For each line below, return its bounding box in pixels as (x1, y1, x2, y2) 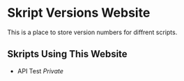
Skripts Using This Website (7, 48, 128, 60)
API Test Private (17, 66, 64, 75)
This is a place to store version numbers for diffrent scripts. (7, 28, 178, 36)
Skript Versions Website (7, 5, 151, 21)
